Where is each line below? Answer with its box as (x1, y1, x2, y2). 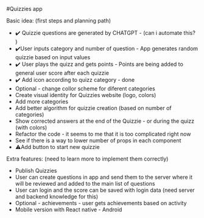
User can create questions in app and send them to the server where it (15, 173, 193, 181)
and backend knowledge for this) (15, 193, 99, 200)
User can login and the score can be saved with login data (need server (15, 186, 195, 194)
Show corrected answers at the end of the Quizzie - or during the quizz (15, 117, 195, 125)
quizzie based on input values (15, 54, 91, 60)
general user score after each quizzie (15, 70, 110, 76)
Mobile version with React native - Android (15, 206, 122, 213)
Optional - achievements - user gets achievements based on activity (15, 200, 187, 206)
